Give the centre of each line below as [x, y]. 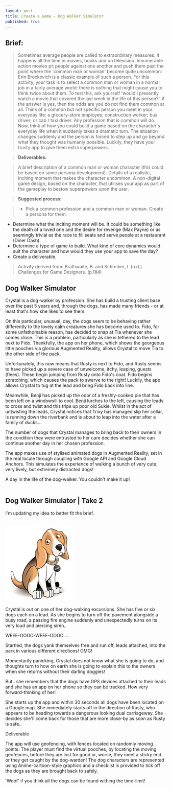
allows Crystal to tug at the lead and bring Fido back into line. [70, 385]
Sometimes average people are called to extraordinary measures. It [89, 55]
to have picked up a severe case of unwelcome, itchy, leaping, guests [78, 369]
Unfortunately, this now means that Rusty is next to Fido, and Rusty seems [83, 364]
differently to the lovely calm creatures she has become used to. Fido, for [82, 327]
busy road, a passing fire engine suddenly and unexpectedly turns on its [81, 620]
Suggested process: [40, 199]
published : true [22, 21]
